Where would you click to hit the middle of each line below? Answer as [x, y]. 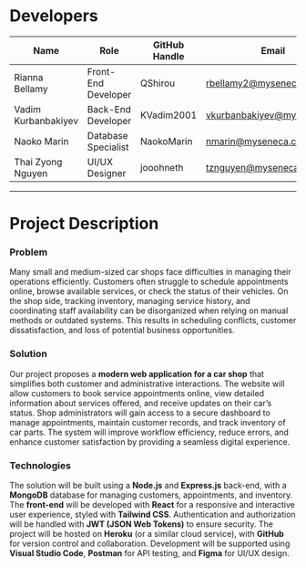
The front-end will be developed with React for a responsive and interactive [153, 505]
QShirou [158, 83]
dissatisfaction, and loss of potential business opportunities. [122, 331]
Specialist [108, 147]
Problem [29, 252]
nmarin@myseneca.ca [254, 141]
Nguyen [31, 173]
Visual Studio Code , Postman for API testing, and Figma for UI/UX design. [149, 553]
